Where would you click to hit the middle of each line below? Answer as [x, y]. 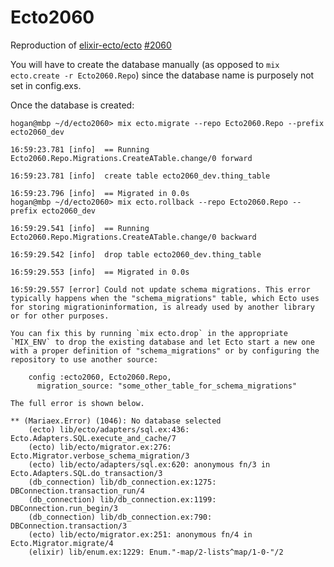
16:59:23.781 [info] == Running [80, 149]
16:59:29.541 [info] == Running [80, 228]
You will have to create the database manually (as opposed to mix [145, 64]
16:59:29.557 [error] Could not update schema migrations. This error [160, 289]
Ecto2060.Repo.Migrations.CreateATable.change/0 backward [133, 237]
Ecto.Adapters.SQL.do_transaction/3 [86, 473]
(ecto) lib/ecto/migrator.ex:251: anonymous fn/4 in [140, 534]
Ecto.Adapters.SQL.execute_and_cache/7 [93, 438]
